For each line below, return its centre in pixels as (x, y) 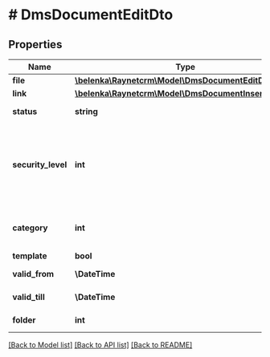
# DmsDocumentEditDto (91, 15)
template (30, 256)
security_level (40, 164)
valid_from (33, 274)
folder (24, 320)
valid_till (29, 297)
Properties (35, 45)
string (87, 112)
